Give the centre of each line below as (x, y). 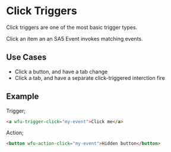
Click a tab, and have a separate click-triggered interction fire (90, 77)
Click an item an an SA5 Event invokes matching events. (75, 38)
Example (23, 97)
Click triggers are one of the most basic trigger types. (72, 27)
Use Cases (26, 57)
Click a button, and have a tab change (61, 72)
